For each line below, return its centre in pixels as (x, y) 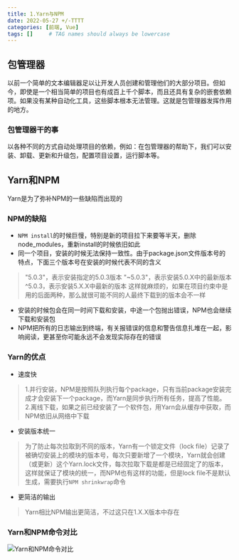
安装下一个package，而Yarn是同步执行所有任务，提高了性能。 (135, 398)
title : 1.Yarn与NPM (36, 14)
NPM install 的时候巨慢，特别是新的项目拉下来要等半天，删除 (107, 236)
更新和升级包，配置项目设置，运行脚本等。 (101, 155)
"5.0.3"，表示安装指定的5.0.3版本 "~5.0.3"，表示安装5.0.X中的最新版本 (128, 278)
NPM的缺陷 (27, 219)
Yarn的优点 (27, 357)
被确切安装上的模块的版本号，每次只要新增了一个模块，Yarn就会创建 (125, 455)
